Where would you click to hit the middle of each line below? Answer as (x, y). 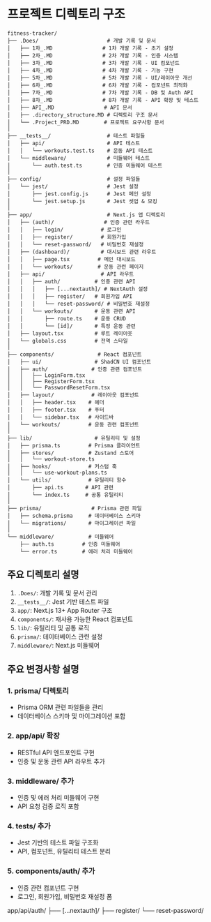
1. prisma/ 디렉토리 (38, 691)
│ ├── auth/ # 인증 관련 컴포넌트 (75, 369)
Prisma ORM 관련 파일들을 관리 (60, 707)
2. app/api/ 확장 (34, 736)
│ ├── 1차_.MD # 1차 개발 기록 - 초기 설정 (91, 48)
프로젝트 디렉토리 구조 (66, 14)
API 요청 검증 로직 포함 (48, 806)
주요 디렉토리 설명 (43, 575)
